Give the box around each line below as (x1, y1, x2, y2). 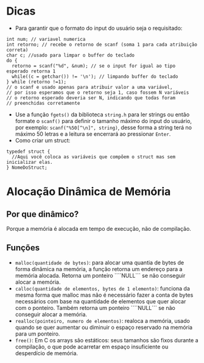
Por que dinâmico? (6, 209, 79, 219)
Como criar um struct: (15, 136, 71, 144)
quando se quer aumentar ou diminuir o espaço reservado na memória (15, 323, 193, 331)
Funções (6, 242, 40, 253)
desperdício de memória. (15, 349, 78, 357)
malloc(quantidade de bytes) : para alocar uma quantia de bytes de (15, 259, 185, 266)
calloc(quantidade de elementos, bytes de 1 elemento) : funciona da (15, 284, 191, 292)
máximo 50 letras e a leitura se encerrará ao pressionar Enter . (15, 130, 171, 138)
